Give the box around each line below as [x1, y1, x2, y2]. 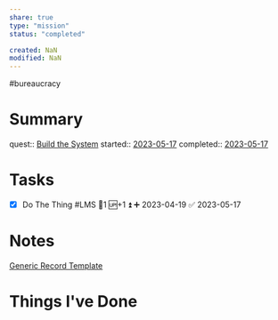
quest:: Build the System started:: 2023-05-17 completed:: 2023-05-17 [9, 139, 269, 149]
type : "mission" [9, 21, 69, 30]
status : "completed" [9, 29, 86, 38]
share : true [9, 12, 53, 22]
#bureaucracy [9, 78, 61, 89]
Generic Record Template [9, 260, 103, 271]
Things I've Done [9, 292, 138, 312]
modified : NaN [9, 54, 62, 63]
